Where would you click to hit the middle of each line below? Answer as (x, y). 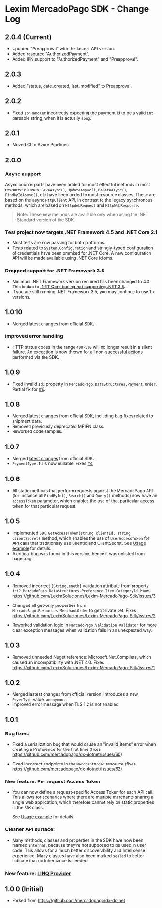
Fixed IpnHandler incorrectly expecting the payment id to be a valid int (83, 113)
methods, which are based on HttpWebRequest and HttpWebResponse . (72, 205)
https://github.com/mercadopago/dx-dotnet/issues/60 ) (67, 754)
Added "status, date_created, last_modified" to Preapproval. (72, 86)
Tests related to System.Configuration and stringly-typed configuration (82, 248)
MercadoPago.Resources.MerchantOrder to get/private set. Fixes (74, 610)
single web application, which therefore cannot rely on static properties (83, 802)
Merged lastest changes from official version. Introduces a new (75, 694)
